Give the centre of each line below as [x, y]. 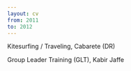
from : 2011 [23, 20]
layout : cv [23, 14]
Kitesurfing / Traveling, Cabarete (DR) [61, 47]
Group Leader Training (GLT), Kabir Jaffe [66, 60]
